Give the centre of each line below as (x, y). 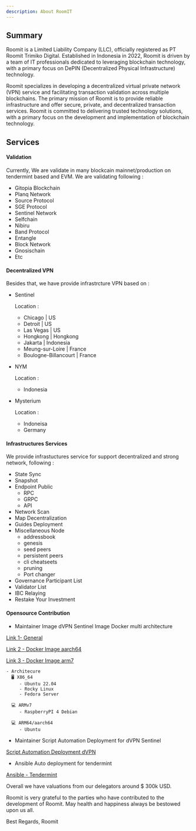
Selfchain (26, 219)
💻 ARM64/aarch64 (32, 723)
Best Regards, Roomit (32, 821)
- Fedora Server (39, 694)
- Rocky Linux (36, 689)
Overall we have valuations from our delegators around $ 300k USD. (89, 786)
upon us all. (20, 810)
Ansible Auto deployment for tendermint (63, 763)
